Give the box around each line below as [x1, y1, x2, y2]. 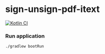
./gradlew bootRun [5, 44, 44, 49]
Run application [5, 32, 45, 39]
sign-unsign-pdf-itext [5, 3, 100, 15]
